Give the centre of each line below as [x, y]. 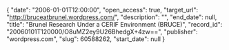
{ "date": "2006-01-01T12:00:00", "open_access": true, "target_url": [102, 10]
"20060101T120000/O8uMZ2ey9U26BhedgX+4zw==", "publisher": [102, 32]
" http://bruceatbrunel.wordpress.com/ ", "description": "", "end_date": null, [112, 17]
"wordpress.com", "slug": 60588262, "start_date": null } [86, 39]
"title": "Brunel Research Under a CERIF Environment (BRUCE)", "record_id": [114, 24]
